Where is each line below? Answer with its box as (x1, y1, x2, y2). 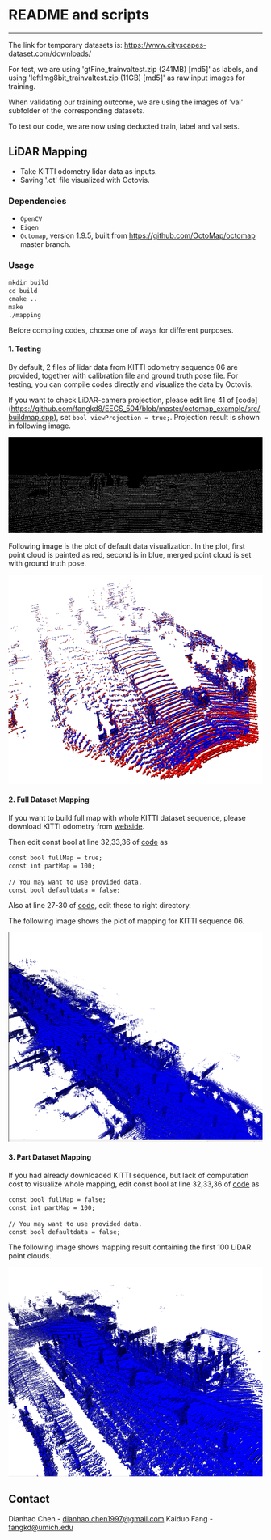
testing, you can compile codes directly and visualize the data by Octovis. (8, 379, 253, 389)
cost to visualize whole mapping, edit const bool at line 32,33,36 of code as (8, 1179, 260, 1189)
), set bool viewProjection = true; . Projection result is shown (53, 412, 261, 422)
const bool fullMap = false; (8, 1195, 106, 1203)
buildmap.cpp (8, 412, 54, 422)
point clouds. (8, 1250, 52, 1260)
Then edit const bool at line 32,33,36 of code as (8, 837, 168, 846)
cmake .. (8, 295, 38, 303)
